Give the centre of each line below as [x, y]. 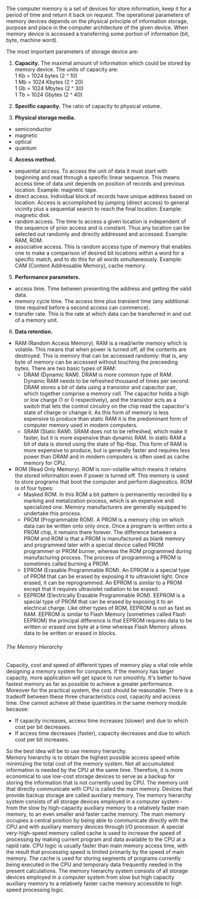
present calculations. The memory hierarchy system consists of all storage [97, 871]
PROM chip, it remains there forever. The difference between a [100, 532]
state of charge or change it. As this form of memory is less [96, 412]
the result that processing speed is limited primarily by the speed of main [95, 852]
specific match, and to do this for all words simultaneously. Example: [98, 259]
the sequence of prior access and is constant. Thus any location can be [102, 228]
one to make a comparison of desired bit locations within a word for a [99, 253]
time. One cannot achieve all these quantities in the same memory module [97, 703]
